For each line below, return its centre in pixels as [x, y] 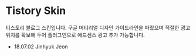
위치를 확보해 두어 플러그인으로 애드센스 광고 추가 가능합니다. [75, 35]
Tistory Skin [36, 11]
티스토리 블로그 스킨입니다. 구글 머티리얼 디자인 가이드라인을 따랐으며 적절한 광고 [98, 27]
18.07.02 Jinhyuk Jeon [41, 46]
